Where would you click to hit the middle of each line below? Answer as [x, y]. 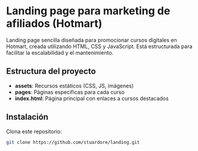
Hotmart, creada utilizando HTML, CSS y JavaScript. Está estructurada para [99, 46]
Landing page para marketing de [88, 11]
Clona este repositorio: [34, 131]
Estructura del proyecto [51, 72]
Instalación [27, 117]
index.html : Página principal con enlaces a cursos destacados [92, 98]
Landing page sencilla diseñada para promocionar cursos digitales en [92, 40]
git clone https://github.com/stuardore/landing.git [73, 142]
